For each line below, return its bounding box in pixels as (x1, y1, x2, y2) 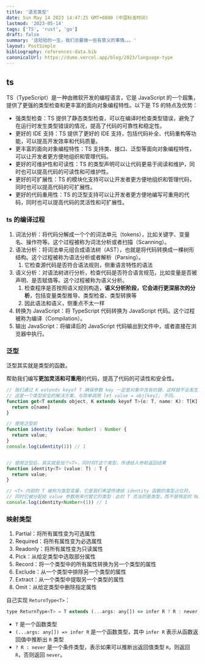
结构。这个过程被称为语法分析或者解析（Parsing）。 (15, 253, 145, 260)
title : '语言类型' (6, 9, 50, 15)
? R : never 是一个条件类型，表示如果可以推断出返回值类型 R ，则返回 (15, 643, 190, 651)
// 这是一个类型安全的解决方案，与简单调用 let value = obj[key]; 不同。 (6, 393, 178, 399)
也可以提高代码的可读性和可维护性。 (20, 168, 112, 175)
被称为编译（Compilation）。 (15, 314, 86, 322)
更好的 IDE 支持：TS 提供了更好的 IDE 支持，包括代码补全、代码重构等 (15, 130, 192, 138)
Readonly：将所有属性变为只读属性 (15, 545, 104, 553)
